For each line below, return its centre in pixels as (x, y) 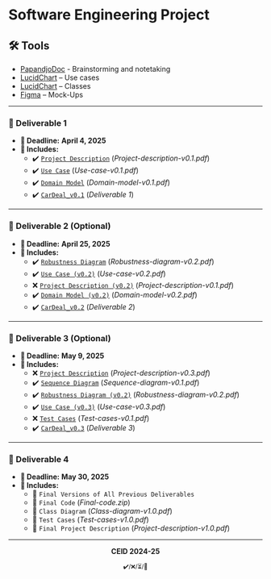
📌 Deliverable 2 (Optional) (60, 226)
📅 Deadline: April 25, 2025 (65, 244)
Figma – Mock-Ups (51, 95)
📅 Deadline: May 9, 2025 (62, 356)
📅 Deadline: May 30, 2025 (65, 477)
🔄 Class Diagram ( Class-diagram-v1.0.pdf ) (102, 511)
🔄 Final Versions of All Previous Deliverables (113, 494)
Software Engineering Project (109, 15)
